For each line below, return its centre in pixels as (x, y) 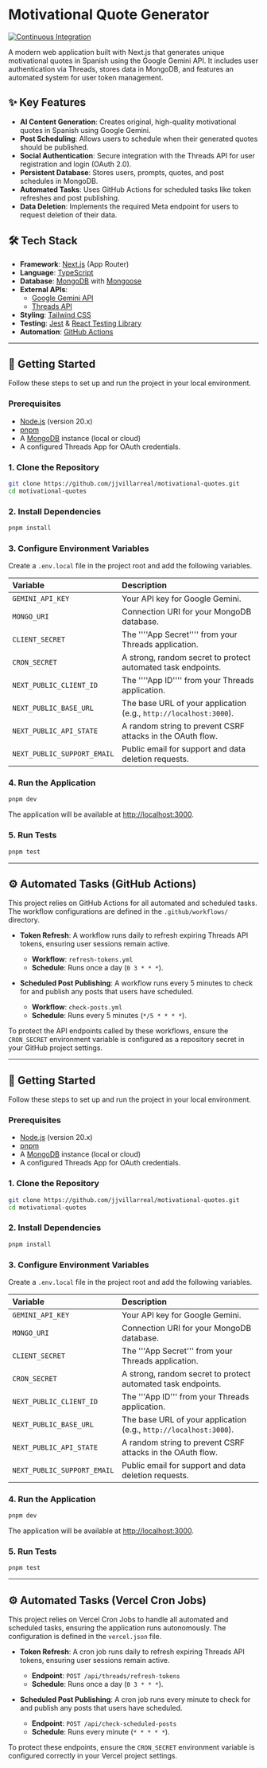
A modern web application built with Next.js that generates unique (116, 52)
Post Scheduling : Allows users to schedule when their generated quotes (139, 139)
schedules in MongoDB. (59, 181)
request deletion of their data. (68, 215)
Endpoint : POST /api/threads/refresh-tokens (106, 1676)
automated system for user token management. (86, 77)
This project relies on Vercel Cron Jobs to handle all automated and (118, 1620)
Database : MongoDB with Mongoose (81, 281)
